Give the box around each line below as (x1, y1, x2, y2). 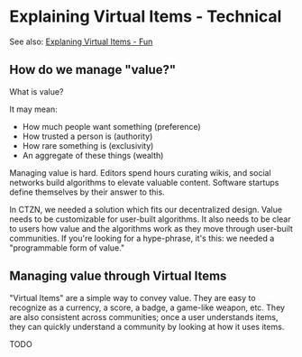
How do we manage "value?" (9, 62, 177, 78)
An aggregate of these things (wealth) (22, 150, 164, 160)
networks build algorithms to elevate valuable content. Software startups (9, 177, 279, 188)
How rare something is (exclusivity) (22, 140, 154, 151)
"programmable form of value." (9, 242, 124, 253)
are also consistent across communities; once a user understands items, (9, 311, 279, 322)
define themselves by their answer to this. (9, 187, 165, 197)
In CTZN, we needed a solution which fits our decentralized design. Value (9, 204, 282, 215)
